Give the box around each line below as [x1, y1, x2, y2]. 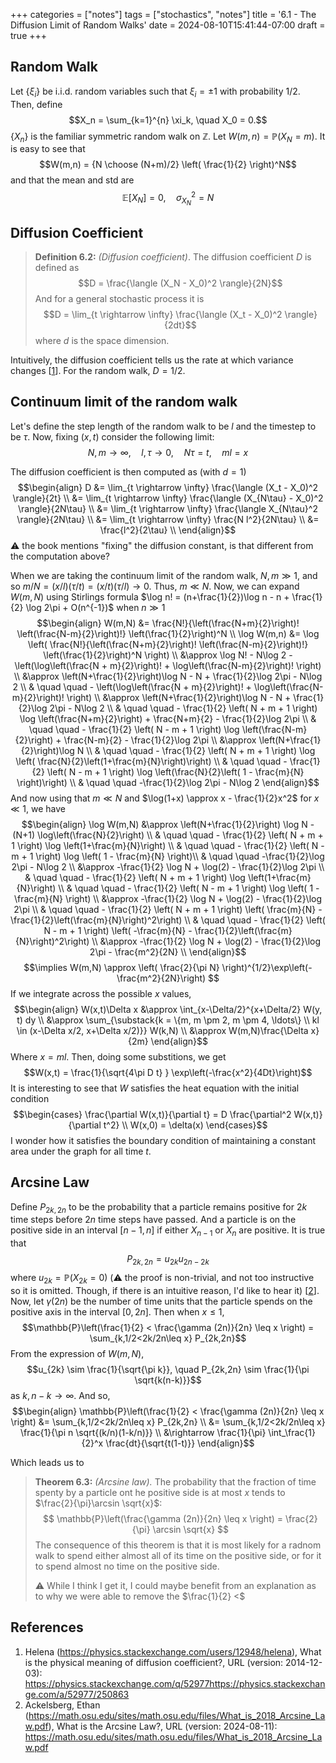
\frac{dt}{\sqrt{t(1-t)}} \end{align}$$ [105, 1437, 255, 1449]
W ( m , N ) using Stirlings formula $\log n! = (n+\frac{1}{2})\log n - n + [10, 590, 290, 603]
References [10, 1619, 84, 1636]
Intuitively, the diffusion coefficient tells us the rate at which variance [10, 354, 294, 366]
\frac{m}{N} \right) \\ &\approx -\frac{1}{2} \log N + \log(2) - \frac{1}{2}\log [13, 892, 323, 904]
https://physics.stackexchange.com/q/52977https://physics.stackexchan [24, 1677, 326, 1689]
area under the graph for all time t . [10, 1145, 152, 1157]
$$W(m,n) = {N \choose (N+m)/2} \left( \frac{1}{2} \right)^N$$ [39, 159, 297, 171]
